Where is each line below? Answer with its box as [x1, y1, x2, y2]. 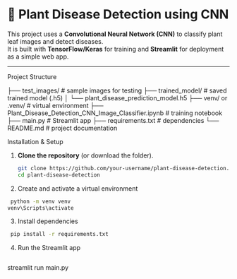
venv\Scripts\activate [7, 204, 74, 211]
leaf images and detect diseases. [7, 37, 104, 45]
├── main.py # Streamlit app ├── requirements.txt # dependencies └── [7, 116, 219, 124]
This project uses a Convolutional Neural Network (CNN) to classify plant [7, 30, 223, 38]
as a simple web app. [7, 52, 69, 61]
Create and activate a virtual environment [17, 184, 138, 193]
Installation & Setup [7, 137, 63, 146]
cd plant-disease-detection [17, 171, 100, 179]
